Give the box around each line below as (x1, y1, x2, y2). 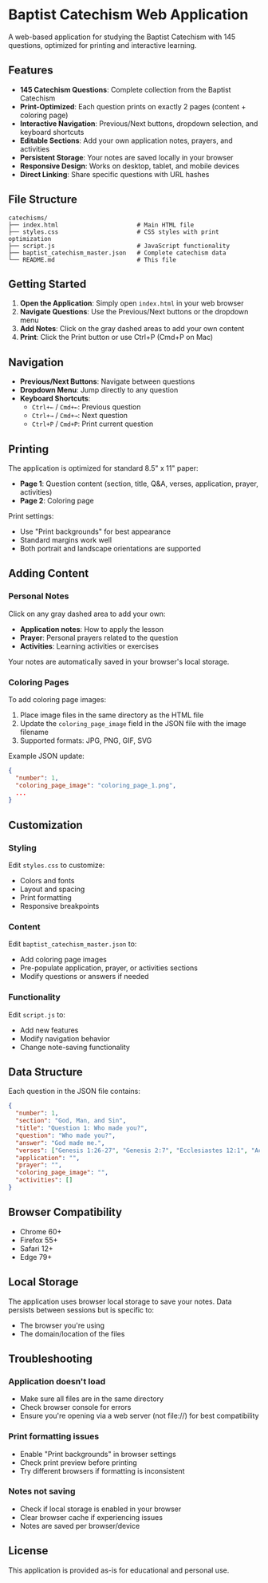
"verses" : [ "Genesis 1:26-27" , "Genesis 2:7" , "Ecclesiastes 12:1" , (15, 1147, 248, 1155)
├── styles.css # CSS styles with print (8, 227, 219, 236)
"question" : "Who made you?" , (15, 1131, 116, 1139)
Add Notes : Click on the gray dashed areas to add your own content (19, 324, 245, 334)
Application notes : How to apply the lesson (19, 624, 164, 634)
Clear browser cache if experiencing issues (19, 1512, 164, 1522)
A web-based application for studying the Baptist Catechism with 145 (8, 32, 236, 41)
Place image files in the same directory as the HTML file (19, 710, 204, 720)
